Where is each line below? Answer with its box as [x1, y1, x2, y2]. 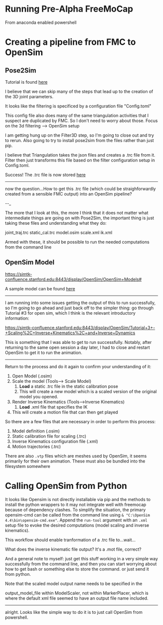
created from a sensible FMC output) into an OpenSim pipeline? [5, 191, 132, 196]
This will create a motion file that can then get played [12, 409, 118, 415]
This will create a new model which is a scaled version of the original [19, 388, 157, 394]
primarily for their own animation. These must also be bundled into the [5, 458, 146, 464]
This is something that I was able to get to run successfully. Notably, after [5, 339, 152, 345]
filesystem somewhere [5, 463, 50, 469]
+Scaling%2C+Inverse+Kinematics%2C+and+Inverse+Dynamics [5, 330, 135, 336]
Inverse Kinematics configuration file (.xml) [12, 438, 98, 444]
